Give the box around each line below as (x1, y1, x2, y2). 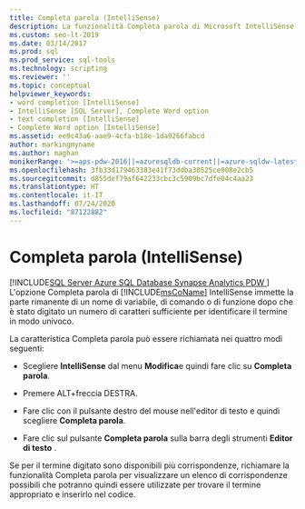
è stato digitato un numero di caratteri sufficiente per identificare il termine (9, 305, 288, 316)
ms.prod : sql (9, 47, 59, 56)
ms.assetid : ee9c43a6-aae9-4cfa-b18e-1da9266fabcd (9, 132, 205, 141)
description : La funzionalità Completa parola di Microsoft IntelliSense (9, 22, 295, 31)
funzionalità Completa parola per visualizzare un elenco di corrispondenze (9, 469, 288, 480)
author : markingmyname (9, 140, 95, 149)
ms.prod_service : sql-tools (9, 55, 116, 65)
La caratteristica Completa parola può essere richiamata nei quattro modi (9, 333, 283, 344)
